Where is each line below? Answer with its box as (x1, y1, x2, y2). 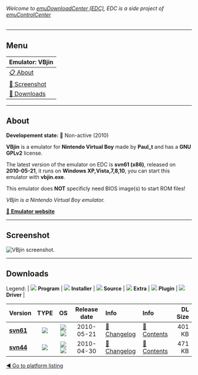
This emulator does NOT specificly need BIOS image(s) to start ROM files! (6, 185, 186, 192)
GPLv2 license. (6, 149, 43, 156)
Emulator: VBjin (9, 58, 54, 66)
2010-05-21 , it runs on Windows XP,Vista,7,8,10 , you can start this (6, 167, 170, 174)
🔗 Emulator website (6, 207, 55, 215)
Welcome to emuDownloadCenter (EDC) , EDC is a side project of (6, 5, 164, 12)
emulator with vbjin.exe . (6, 173, 66, 180)
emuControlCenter (6, 11, 51, 18)
